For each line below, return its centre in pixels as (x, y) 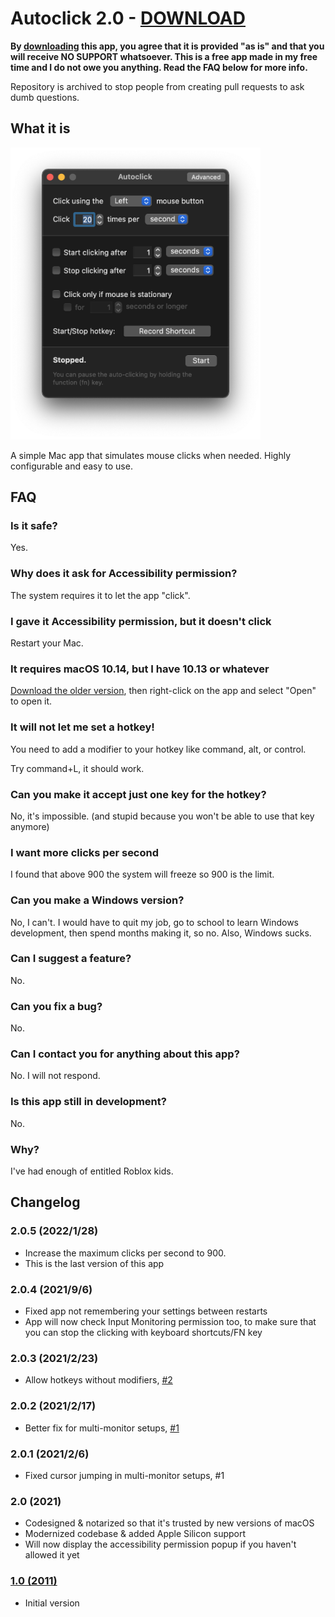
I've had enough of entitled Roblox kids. (92, 1171)
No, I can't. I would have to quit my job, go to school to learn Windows (154, 922)
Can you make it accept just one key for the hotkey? (138, 794)
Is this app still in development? (88, 1102)
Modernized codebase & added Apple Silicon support (135, 1534)
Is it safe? (34, 526)
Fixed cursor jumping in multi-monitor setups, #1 (124, 1475)
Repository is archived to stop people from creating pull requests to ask (157, 86)
